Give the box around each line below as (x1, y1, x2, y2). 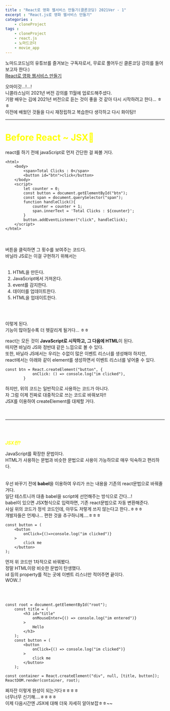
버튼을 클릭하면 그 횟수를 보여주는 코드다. (5, 246, 87, 252)
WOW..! (5, 577, 21, 583)
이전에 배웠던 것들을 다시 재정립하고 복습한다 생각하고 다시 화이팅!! (5, 109, 137, 115)
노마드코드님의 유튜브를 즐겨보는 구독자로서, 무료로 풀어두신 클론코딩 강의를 (5, 60, 154, 66)
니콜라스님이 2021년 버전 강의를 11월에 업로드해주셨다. (5, 90, 112, 96)
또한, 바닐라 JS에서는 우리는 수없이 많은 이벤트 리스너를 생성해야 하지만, (5, 350, 147, 357)
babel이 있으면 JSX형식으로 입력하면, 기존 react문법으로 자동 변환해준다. (5, 499, 149, 506)
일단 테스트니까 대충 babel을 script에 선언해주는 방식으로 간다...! (5, 493, 133, 499)
